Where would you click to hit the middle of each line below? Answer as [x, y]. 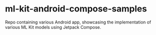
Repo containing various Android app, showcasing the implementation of [78, 22]
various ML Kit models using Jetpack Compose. [53, 27]
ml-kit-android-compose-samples [76, 9]
